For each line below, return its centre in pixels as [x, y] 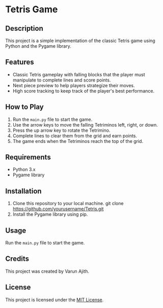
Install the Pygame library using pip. [50, 214]
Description [24, 28]
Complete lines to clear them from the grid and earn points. [75, 136]
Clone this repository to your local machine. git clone [68, 203]
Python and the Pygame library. [38, 46]
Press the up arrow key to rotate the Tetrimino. [61, 130]
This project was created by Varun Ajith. [47, 271]
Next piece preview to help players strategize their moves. [74, 85]
